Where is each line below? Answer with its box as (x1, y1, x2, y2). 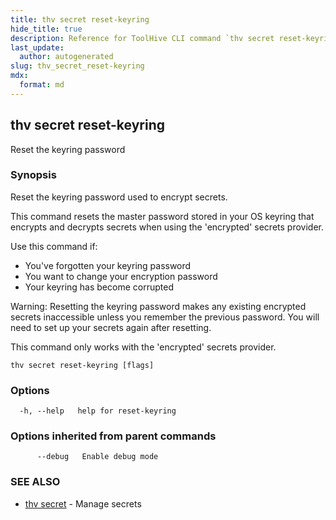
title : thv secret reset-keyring (10, 14, 150, 25)
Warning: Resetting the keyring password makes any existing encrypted (10, 300, 307, 312)
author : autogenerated (19, 52, 114, 62)
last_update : (10, 42, 65, 53)
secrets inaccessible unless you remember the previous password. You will (10, 311, 320, 323)
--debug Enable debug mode (36, 452, 159, 462)
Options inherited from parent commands (10, 429, 217, 443)
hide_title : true (10, 24, 83, 34)
